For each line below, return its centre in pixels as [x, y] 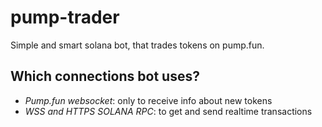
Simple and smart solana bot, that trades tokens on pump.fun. [137, 45]
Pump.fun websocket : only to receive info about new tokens [148, 100]
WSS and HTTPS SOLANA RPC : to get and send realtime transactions [168, 111]
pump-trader [65, 17]
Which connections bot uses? [105, 76]
